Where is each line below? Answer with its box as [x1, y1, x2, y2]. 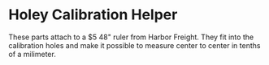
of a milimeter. [8, 49, 57, 59]
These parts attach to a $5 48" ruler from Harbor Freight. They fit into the [8, 32, 254, 42]
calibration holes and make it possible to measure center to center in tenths [8, 40, 261, 50]
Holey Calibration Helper [8, 6, 178, 24]
